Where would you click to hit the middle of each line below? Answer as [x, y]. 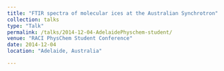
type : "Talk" [26, 26]
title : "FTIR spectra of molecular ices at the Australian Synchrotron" [113, 13]
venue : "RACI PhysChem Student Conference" [70, 39]
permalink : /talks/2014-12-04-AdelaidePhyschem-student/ [90, 32]
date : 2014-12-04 [32, 45]
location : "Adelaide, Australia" [55, 51]
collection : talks [33, 20]
